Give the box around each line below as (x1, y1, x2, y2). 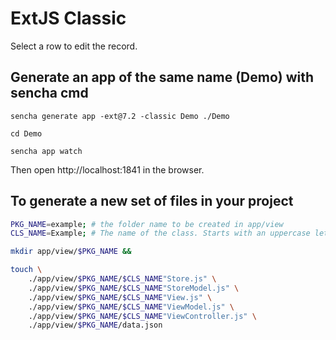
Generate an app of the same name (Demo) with (10, 69, 315, 86)
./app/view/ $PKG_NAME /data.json (28, 320, 163, 331)
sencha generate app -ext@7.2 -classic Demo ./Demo (10, 111, 230, 121)
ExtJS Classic (10, 7, 127, 30)
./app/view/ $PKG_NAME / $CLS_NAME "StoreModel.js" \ (28, 283, 240, 293)
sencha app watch (10, 146, 83, 156)
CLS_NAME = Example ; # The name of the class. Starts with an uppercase (10, 228, 311, 239)
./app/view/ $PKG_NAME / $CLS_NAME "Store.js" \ (28, 274, 217, 284)
